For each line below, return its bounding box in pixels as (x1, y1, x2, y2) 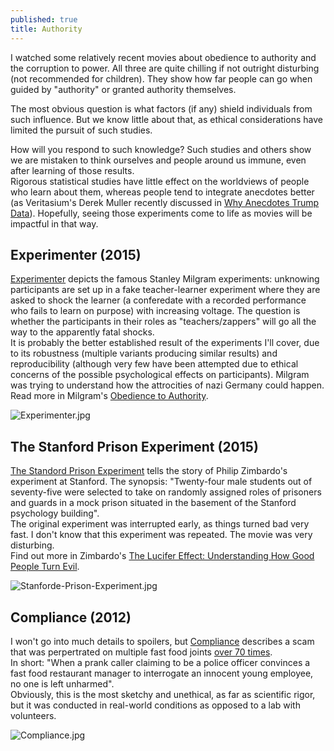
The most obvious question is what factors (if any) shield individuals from (10, 102, 313, 115)
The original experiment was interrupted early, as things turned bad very (10, 518, 310, 530)
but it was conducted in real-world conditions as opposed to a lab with (10, 699, 301, 711)
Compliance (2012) (10, 609, 132, 626)
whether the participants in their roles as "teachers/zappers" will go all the (10, 316, 317, 328)
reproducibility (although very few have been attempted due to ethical (10, 358, 299, 370)
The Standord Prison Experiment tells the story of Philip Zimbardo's (10, 465, 288, 477)
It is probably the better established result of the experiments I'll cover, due (10, 337, 320, 349)
